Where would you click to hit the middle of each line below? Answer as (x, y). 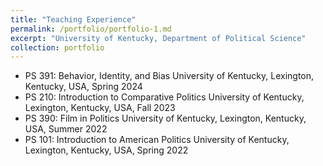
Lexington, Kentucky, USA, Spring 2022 (106, 150)
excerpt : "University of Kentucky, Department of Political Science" (158, 38)
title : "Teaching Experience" (73, 19)
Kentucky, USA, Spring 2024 (83, 87)
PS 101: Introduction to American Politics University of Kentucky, (157, 140)
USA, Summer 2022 (66, 129)
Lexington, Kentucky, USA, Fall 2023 (100, 108)
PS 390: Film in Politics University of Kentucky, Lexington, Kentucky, (165, 118)
